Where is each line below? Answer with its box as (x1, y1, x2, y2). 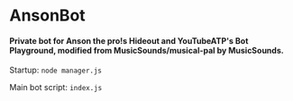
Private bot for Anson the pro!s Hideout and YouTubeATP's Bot (9, 35, 249, 46)
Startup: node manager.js (9, 64, 102, 76)
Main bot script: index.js (9, 82, 103, 93)
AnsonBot (9, 5, 86, 26)
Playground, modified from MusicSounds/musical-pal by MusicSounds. (9, 45, 284, 55)
